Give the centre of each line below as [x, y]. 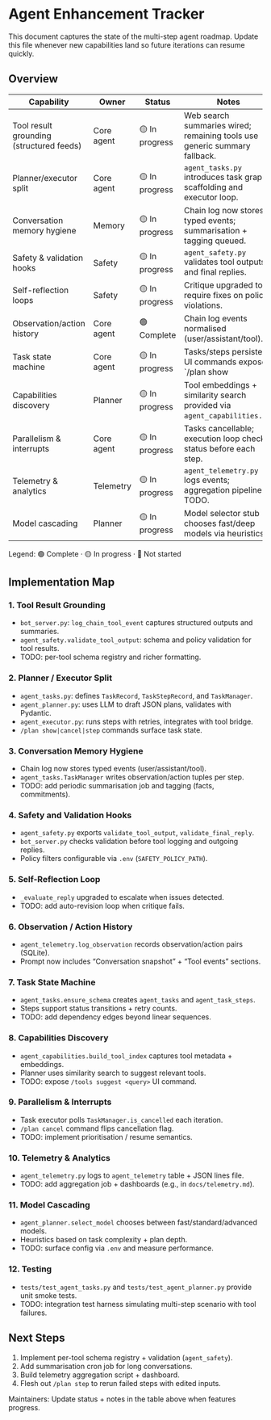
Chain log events [216, 318]
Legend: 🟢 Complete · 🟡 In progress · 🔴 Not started [95, 553]
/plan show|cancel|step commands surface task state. [111, 730]
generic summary [217, 145]
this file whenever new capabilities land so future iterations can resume [127, 44]
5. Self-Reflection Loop [54, 880]
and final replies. [215, 271]
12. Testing [30, 1269]
